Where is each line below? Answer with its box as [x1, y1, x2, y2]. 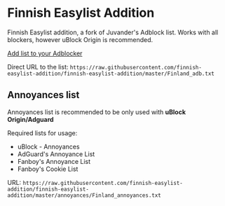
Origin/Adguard [7, 115, 54, 123]
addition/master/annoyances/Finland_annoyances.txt [7, 191, 161, 199]
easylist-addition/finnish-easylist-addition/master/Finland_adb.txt [7, 70, 215, 77]
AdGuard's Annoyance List [17, 149, 95, 158]
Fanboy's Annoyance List [17, 157, 91, 165]
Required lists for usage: [7, 128, 78, 137]
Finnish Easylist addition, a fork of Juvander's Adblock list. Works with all [7, 28, 219, 36]
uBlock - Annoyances [17, 142, 80, 151]
